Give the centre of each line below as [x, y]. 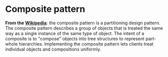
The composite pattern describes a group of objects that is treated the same [84, 28]
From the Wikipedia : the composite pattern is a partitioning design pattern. [83, 23]
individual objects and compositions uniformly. [53, 49]
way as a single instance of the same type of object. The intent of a [75, 33]
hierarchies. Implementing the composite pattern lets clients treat [86, 44]
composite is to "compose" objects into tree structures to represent [75, 39]
